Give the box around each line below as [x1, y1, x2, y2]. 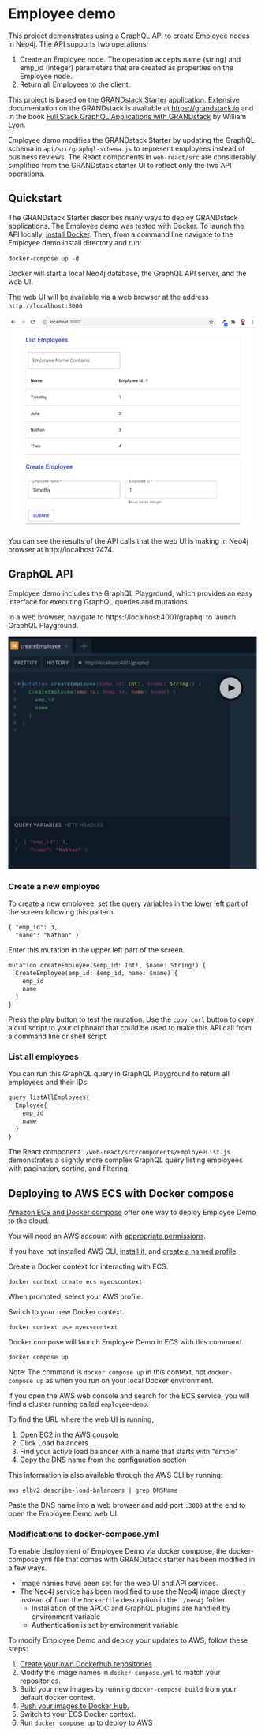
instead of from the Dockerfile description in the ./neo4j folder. [19, 1595, 227, 1605]
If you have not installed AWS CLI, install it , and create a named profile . [8, 1247, 239, 1256]
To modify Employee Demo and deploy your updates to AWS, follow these [8, 1636, 248, 1645]
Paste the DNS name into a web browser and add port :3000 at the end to [8, 1501, 246, 1510]
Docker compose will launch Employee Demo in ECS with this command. [8, 1337, 244, 1347]
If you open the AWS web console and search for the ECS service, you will [8, 1391, 250, 1400]
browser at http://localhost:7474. [8, 544, 114, 554]
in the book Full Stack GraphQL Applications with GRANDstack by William [8, 111, 247, 121]
